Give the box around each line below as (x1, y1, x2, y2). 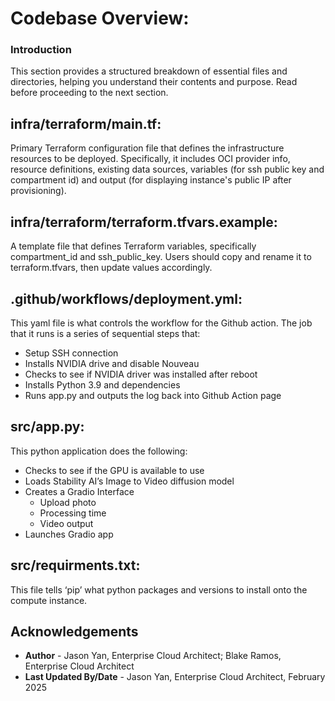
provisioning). (10, 185, 67, 197)
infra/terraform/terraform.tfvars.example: (10, 213, 278, 231)
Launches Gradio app (24, 528, 114, 540)
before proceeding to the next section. (10, 87, 169, 99)
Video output (39, 517, 94, 529)
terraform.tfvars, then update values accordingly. (10, 262, 213, 274)
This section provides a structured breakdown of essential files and (10, 65, 288, 77)
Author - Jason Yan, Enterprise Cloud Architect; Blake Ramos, (24, 650, 282, 662)
